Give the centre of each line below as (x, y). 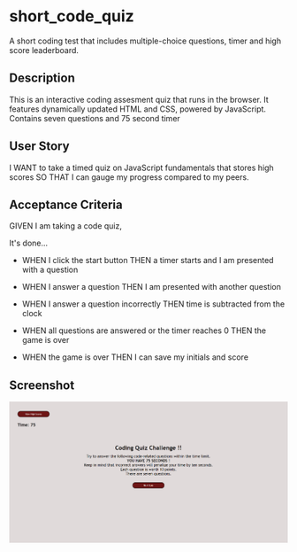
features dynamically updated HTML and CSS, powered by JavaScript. (138, 109)
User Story (39, 147)
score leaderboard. (44, 50)
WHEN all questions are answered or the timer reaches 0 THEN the (144, 330)
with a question (50, 270)
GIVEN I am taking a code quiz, (65, 226)
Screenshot (42, 385)
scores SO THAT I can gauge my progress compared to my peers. (129, 177)
